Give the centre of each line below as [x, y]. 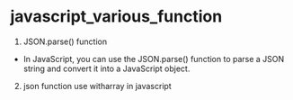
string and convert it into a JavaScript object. [107, 68]
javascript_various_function [116, 17]
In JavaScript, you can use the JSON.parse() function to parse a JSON [154, 59]
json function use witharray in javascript [97, 86]
